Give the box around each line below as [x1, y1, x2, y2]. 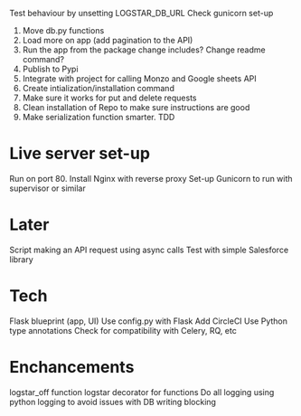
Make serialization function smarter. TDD [22, 112, 175, 122]
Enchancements [9, 357, 135, 377]
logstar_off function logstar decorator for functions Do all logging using [9, 386, 275, 397]
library [9, 253, 33, 265]
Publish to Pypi [22, 63, 79, 74]
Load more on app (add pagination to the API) [22, 35, 193, 45]
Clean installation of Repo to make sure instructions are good [22, 102, 250, 112]
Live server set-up [9, 144, 151, 164]
